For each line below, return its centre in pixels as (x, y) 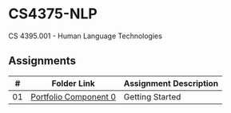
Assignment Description (171, 83)
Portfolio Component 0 (74, 96)
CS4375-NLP (53, 14)
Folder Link (73, 83)
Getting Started (152, 96)
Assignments (42, 61)
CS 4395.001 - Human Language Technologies (85, 36)
